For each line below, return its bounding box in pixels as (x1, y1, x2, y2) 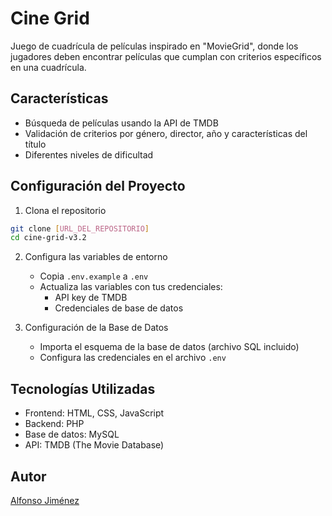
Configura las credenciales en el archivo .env (39, 352, 227, 364)
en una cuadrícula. (10, 61, 87, 73)
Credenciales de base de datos (54, 302, 184, 314)
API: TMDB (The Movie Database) (24, 439, 165, 451)
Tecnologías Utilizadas (10, 380, 156, 397)
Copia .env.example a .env (39, 270, 149, 282)
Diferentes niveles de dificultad (24, 148, 154, 161)
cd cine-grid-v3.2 (10, 233, 87, 243)
